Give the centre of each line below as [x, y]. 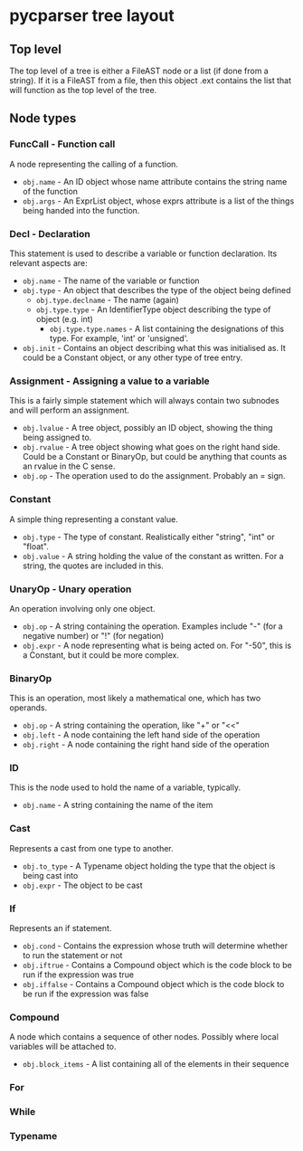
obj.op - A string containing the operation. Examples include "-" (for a [152, 626]
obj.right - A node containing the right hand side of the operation [146, 745]
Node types [43, 119]
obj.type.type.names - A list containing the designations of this [167, 328]
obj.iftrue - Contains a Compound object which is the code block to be [157, 966]
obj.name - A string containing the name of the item [118, 805]
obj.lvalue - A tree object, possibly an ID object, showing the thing [147, 428]
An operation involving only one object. [82, 608]
